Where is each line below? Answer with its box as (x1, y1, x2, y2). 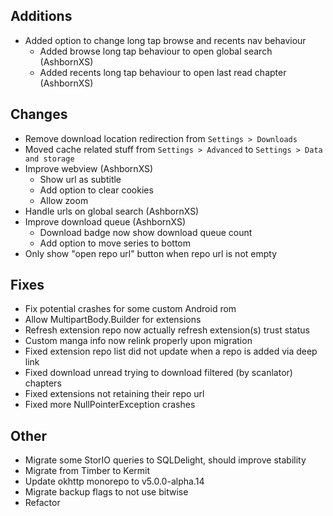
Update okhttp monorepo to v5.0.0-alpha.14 (24, 475, 205, 488)
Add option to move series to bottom (39, 237, 191, 249)
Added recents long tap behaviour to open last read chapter (39, 66, 287, 78)
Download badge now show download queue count (39, 226, 253, 238)
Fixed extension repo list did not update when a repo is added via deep (24, 345, 318, 358)
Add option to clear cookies (39, 184, 154, 196)
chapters (24, 377, 62, 389)
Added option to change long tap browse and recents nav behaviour (24, 34, 307, 46)
